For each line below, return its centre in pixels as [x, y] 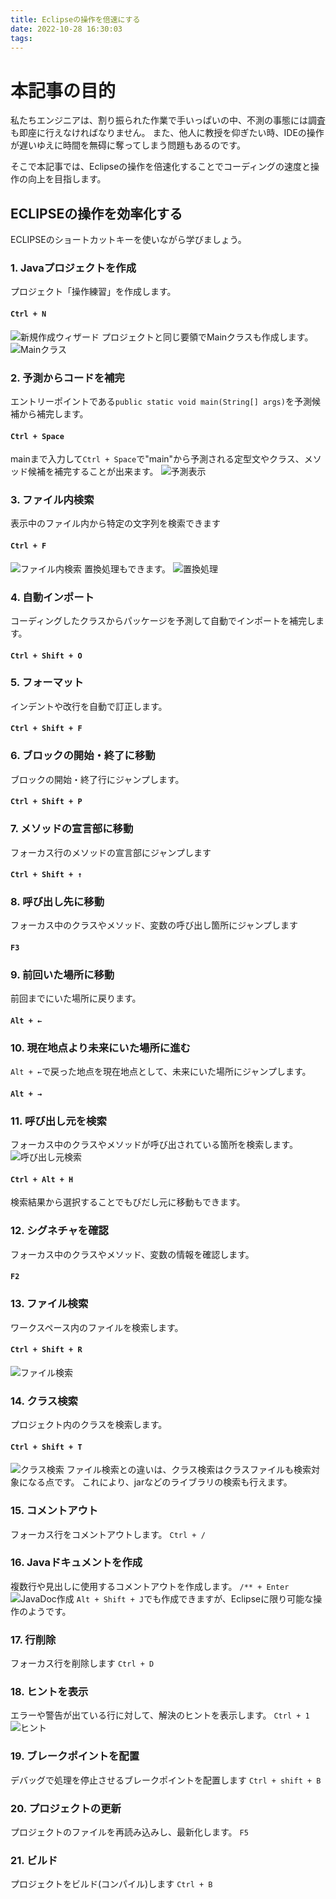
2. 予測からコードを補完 [67, 378]
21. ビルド [34, 1860]
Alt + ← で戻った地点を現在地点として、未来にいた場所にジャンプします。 [161, 1072]
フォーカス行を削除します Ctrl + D [82, 1663]
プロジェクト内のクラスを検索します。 [89, 1425]
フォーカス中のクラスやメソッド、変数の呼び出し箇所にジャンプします [154, 925]
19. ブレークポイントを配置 [75, 1756]
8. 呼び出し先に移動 [57, 902]
